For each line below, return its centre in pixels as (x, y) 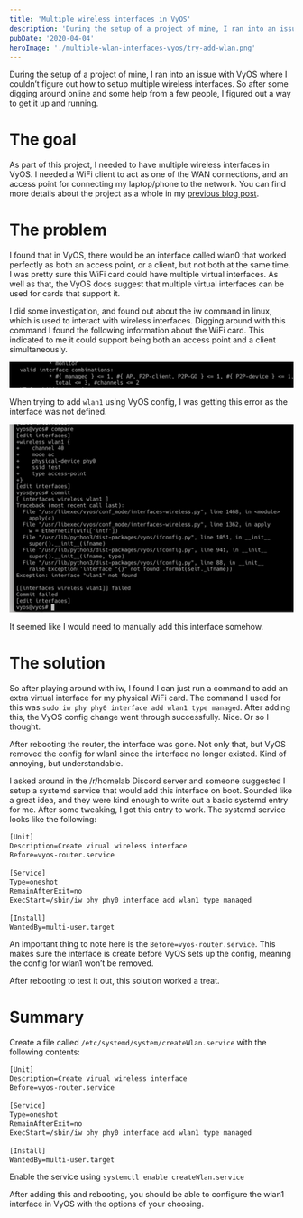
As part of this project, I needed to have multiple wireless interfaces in (139, 165)
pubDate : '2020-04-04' (52, 38)
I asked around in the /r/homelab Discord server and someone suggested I (147, 781)
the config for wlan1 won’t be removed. (82, 963)
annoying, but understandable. (66, 763)
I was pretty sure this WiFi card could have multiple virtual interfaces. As (144, 275)
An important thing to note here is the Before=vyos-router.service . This (142, 943)
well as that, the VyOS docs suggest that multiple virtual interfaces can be (147, 284)
